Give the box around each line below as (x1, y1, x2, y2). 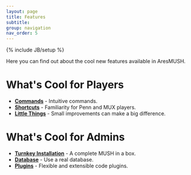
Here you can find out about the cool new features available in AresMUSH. (6, 58, 186, 65)
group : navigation (6, 25, 51, 31)
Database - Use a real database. (14, 156, 94, 163)
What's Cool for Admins (6, 131, 125, 144)
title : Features (6, 14, 46, 20)
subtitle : (6, 19, 30, 25)
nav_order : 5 (6, 30, 38, 36)
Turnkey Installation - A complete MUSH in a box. (14, 150, 137, 157)
